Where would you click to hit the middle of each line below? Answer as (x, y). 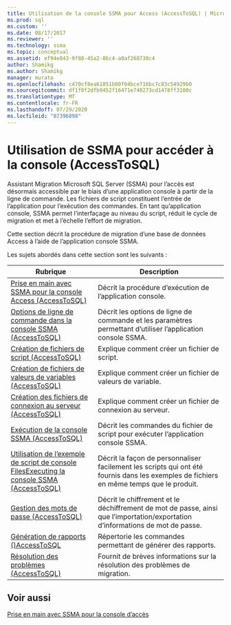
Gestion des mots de (44, 508)
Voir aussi (29, 598)
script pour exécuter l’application (151, 433)
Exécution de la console (49, 429)
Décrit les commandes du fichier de (155, 425)
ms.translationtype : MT (41, 97)
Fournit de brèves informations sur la (157, 556)
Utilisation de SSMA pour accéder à (111, 150)
